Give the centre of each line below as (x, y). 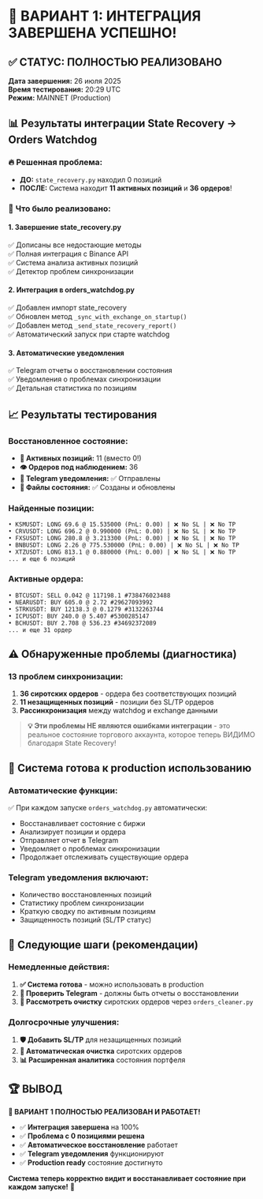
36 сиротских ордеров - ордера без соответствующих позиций (128, 693)
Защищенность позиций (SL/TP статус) (85, 920)
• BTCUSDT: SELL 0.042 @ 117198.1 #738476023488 (89, 596)
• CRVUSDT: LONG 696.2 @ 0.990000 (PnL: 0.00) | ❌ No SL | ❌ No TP (122, 532)
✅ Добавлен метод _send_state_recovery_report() (93, 325)
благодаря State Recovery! (72, 743)
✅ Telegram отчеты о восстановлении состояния (91, 370)
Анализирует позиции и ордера (72, 832)
